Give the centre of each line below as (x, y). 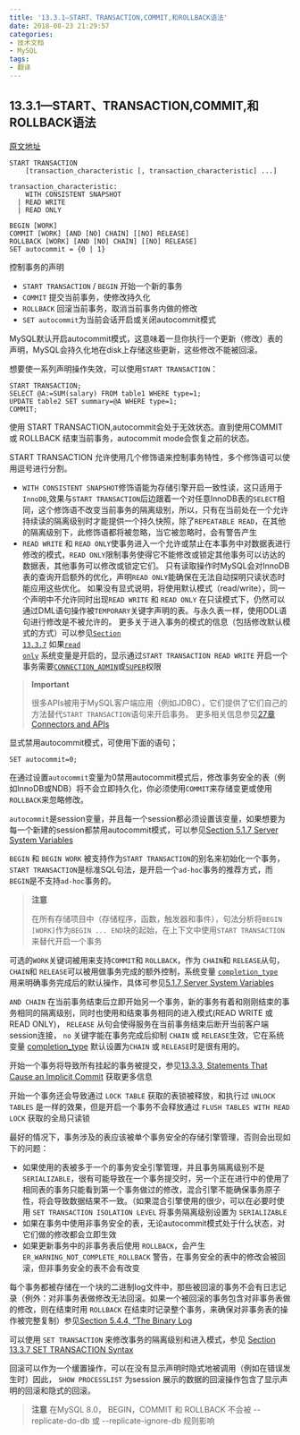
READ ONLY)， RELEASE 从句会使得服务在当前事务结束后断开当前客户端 (139, 1024)
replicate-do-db (60, 1421)
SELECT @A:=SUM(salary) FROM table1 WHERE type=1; (105, 393)
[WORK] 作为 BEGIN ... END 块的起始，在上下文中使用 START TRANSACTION (158, 930)
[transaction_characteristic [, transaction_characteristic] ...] (151, 171)
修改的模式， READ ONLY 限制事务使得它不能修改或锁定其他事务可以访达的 (154, 554)
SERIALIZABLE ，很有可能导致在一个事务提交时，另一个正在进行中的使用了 (156, 1178)
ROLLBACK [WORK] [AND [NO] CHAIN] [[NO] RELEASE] (104, 241)
